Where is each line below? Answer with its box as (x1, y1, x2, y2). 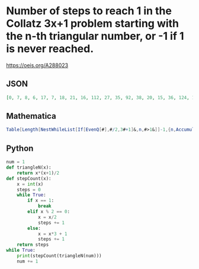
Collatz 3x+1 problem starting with (6, 17, 179, 30)
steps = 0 (17, 186, 41, 192)
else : (27, 225, 41, 231)
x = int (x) (17, 181, 44, 187)
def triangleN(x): (6, 164, 52, 170)
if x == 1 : (27, 198, 54, 204)
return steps (17, 242, 49, 248)
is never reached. (6, 42, 94, 56)
